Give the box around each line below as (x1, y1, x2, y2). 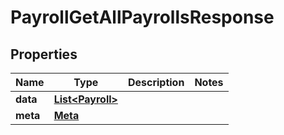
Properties (10, 46, 78, 63)
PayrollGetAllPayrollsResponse (10, 6, 275, 29)
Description (127, 76, 185, 89)
